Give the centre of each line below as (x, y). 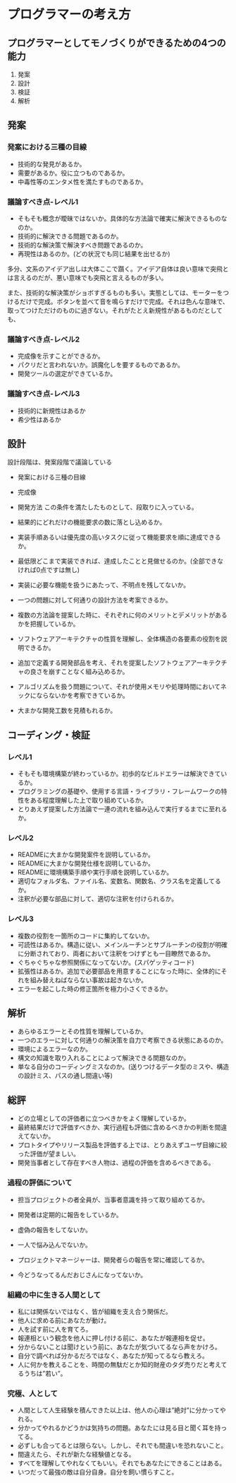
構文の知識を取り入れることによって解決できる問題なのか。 (104, 1058)
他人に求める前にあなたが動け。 (64, 1320)
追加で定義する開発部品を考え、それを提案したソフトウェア (104, 663)
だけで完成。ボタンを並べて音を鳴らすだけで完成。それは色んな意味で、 (124, 301)
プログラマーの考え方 (69, 14)
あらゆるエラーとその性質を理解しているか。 (82, 1031)
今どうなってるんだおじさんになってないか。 (82, 1274)
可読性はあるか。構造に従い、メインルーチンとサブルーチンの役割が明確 (122, 944)
